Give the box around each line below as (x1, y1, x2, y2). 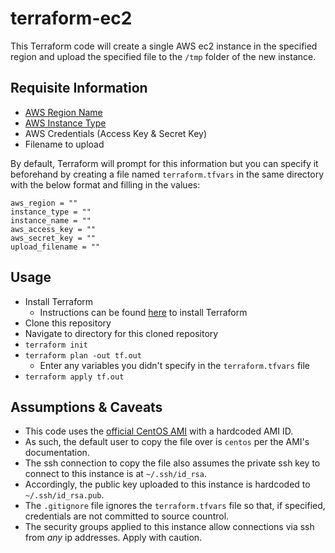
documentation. (24, 447, 90, 459)
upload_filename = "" (10, 242, 101, 252)
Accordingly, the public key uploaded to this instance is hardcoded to (24, 478, 311, 491)
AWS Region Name (24, 106, 103, 118)
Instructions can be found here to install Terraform (39, 306, 248, 318)
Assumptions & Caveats (10, 398, 163, 416)
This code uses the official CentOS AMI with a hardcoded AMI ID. (24, 425, 294, 437)
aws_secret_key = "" (10, 233, 97, 243)
